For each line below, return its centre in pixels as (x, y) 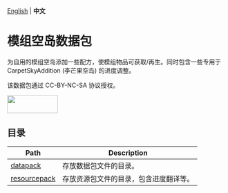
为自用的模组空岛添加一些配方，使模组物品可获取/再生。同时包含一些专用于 (114, 62)
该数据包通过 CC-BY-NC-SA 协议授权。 (63, 85)
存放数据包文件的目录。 (100, 165)
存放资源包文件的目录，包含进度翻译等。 (128, 178)
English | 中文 (27, 11)
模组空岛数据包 (50, 42)
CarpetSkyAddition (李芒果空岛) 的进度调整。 (71, 70)
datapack (26, 165)
